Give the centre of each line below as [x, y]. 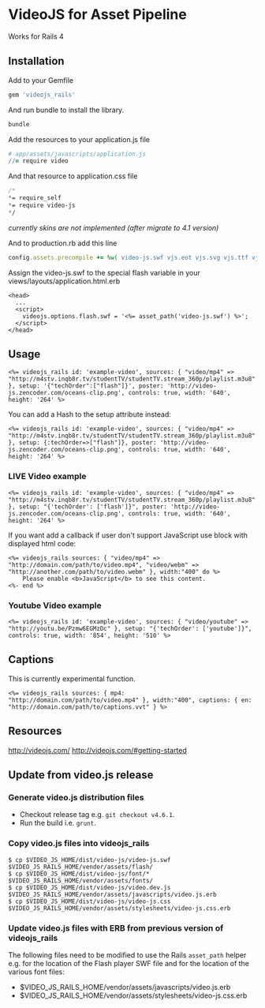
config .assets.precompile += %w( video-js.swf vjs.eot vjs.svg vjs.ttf [128, 257]
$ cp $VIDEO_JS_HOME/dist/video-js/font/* [79, 874]
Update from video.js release [81, 775]
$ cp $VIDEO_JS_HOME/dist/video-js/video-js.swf [90, 860]
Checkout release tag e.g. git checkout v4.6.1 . [97, 815]
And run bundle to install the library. [66, 110]
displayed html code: [42, 543]
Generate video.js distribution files [76, 797]
